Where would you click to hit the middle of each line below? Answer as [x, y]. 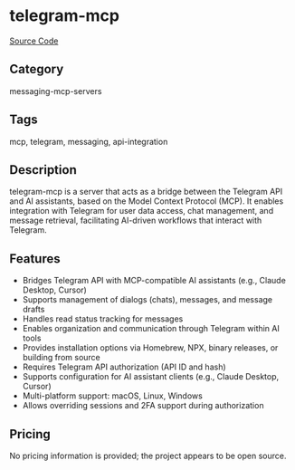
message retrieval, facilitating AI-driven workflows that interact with [136, 221]
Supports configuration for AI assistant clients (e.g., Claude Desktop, [151, 377]
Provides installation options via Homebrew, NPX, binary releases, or [150, 348]
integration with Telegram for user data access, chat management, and [142, 211]
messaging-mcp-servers [56, 91]
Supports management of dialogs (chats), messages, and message [147, 300]
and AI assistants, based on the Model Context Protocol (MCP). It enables [147, 201]
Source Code [34, 41]
